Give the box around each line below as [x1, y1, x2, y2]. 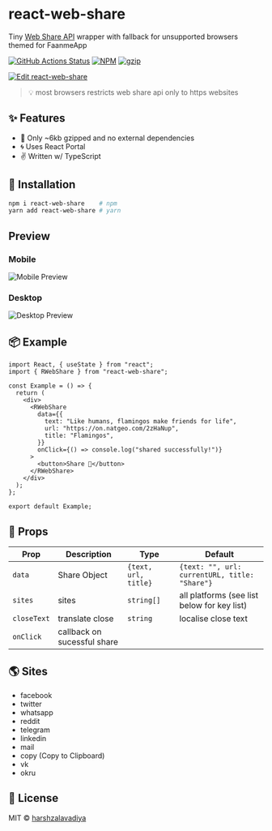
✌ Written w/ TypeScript [19, 151, 101, 161]
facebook [19, 690, 53, 700]
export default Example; [8, 503, 92, 511]
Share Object [57, 569, 108, 580]
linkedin [19, 733, 47, 743]
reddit [19, 716, 40, 726]
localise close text [179, 613, 249, 624]
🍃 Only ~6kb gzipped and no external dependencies [19, 133, 195, 143]
